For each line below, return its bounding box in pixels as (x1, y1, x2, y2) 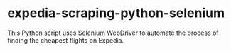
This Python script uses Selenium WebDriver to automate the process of (7, 28, 219, 37)
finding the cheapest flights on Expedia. (7, 36, 124, 44)
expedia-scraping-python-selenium (7, 5, 225, 21)
